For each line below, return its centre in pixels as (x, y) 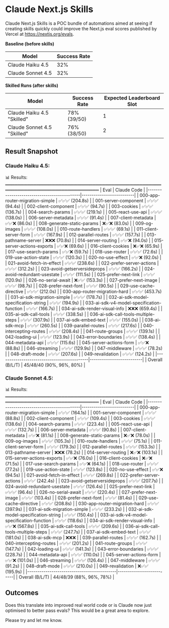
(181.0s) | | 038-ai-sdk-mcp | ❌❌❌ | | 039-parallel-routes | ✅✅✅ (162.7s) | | (83, 537)
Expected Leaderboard (132, 98)
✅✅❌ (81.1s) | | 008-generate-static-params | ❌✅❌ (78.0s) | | (92, 435)
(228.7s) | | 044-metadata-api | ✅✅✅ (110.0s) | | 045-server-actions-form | (83, 554)
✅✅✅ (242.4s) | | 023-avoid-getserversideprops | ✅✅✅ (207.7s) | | (94, 481)
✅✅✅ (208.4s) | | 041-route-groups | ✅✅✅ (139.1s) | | (104, 331)
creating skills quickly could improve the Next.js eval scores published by (81, 28)
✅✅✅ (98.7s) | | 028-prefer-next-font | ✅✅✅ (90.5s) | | (62, 286)
